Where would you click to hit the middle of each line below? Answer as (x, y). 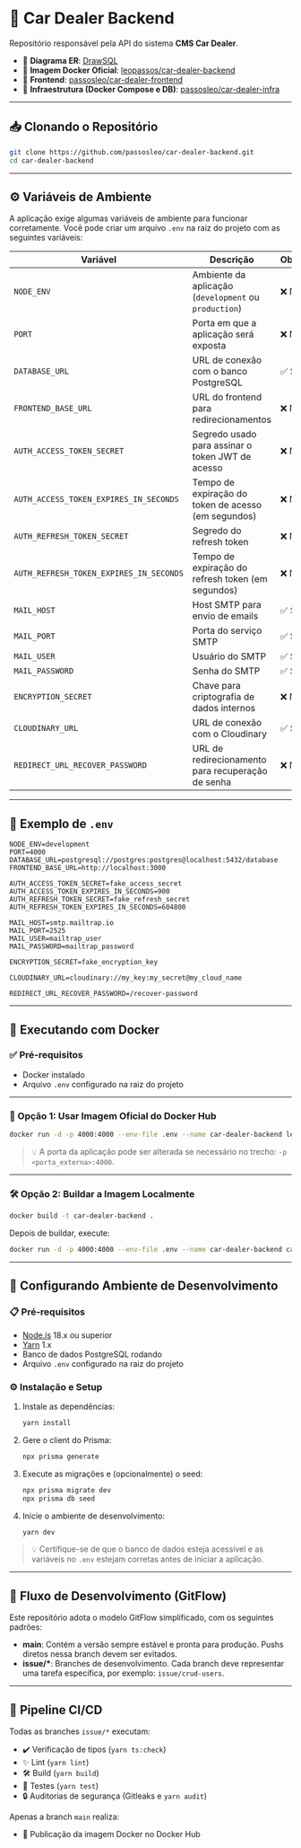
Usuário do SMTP (229, 656)
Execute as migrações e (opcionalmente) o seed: (112, 1474)
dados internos (224, 708)
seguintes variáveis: (46, 238)
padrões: (26, 1627)
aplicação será (223, 334)
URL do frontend (227, 397)
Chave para (216, 686)
